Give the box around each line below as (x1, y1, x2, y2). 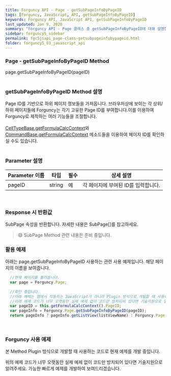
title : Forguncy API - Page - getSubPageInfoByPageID (5, 7, 122, 13)
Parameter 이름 (8, 172, 45, 179)
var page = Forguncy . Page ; (10, 280, 67, 285)
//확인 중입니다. (10, 289, 40, 294)
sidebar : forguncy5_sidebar (5, 31, 65, 36)
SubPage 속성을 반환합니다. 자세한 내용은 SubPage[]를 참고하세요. (5, 221, 139, 227)
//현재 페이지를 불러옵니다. (10, 275, 60, 280)
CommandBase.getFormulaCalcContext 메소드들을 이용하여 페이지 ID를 (5, 131, 151, 138)
